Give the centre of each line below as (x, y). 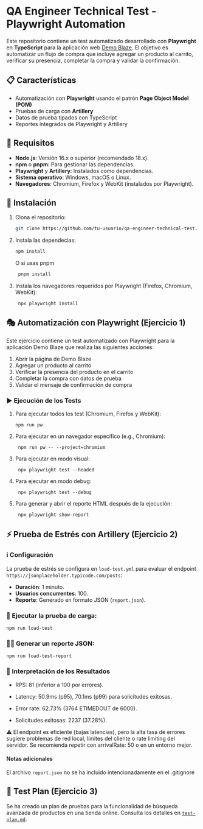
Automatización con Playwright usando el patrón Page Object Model (102, 98)
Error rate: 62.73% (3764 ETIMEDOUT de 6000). (76, 708)
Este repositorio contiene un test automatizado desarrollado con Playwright (101, 41)
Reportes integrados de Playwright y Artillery (71, 124)
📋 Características (41, 80)
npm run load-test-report (39, 656)
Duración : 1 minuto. (40, 587)
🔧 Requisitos (30, 143)
